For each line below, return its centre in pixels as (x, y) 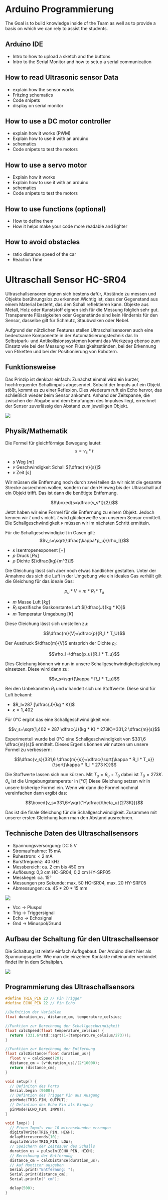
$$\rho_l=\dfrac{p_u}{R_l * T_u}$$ (84, 654)
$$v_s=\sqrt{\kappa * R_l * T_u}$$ (84, 679)
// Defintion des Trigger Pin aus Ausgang (55, 1095)
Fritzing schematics (33, 95)
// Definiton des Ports (34, 1086)
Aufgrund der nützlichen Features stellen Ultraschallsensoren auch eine (79, 330)
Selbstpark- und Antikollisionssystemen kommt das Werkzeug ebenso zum (82, 341)
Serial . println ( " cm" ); (34, 1179)
